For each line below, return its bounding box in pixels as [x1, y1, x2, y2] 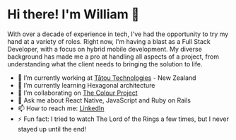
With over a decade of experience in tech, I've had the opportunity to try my [7, 30, 229, 38]
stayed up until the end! [17, 124, 87, 133]
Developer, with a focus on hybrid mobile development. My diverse [7, 45, 203, 53]
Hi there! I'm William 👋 [7, 6, 140, 23]
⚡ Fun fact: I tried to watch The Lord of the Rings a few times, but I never [17, 115, 230, 123]
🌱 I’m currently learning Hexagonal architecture [17, 81, 155, 89]
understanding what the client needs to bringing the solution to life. [7, 59, 203, 68]
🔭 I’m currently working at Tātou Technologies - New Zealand [17, 74, 196, 82]
